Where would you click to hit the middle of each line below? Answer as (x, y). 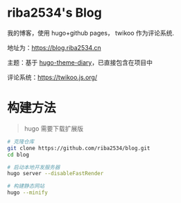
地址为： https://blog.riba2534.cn (54, 47)
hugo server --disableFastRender (55, 174)
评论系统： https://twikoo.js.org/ (52, 77)
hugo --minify (28, 193)
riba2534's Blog (54, 13)
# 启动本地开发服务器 (34, 167)
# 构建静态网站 (26, 186)
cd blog (18, 154)
